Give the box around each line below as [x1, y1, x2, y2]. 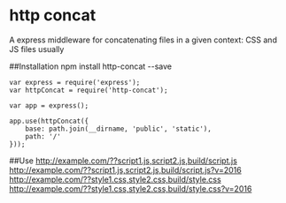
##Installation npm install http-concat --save [9, 61, 173, 71]
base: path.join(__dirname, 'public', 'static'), [25, 124, 213, 133]
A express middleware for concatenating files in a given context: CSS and [9, 34, 277, 45]
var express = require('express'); [9, 78, 141, 86]
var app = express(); [9, 101, 89, 110]
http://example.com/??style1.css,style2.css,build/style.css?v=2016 [9, 183, 252, 194]
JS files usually [9, 43, 65, 54]
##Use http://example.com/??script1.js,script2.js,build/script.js [9, 155, 237, 166]
